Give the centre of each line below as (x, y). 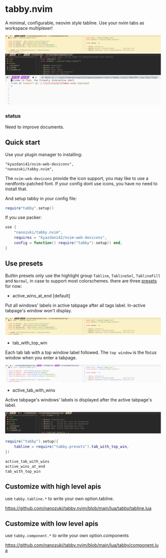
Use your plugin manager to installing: (44, 154)
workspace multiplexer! (29, 28)
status (13, 116)
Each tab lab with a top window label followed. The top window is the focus (81, 352)
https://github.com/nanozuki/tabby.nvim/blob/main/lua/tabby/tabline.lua (78, 508)
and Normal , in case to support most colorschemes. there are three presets (81, 280)
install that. (16, 189)
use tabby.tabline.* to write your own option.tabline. (60, 499)
